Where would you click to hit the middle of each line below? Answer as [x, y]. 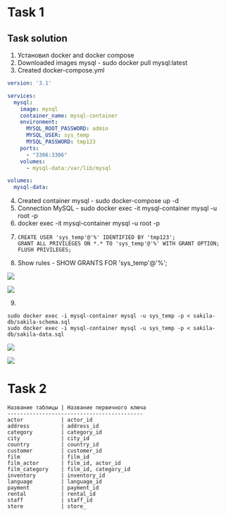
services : [22, 96]
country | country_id [53, 445]
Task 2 [27, 389]
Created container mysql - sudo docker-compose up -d [98, 201]
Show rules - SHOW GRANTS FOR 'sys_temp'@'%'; [92, 263]
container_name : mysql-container [69, 116]
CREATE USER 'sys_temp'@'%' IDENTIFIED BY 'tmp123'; [96, 238]
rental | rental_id [52, 494]
